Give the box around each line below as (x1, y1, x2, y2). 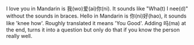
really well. (6, 33, 33, 39)
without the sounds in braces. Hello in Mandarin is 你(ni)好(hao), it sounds (6, 12, 187, 19)
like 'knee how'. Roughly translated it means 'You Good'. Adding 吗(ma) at (6, 20, 186, 26)
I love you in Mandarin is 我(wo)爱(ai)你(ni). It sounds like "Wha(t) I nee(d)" (6, 5, 189, 12)
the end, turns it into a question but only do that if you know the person (6, 26, 180, 33)
